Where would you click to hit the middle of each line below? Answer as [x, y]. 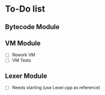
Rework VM [23, 55]
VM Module [23, 43]
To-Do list [25, 9]
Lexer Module [26, 76]
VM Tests [22, 60]
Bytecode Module [32, 27]
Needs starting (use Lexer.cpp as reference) [56, 88]
